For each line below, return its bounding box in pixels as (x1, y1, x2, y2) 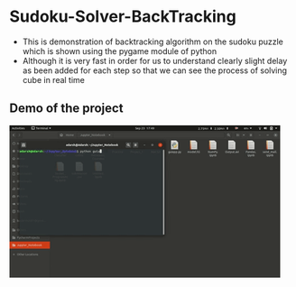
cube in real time (22, 74, 86, 85)
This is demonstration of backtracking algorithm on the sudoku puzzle (22, 36, 284, 47)
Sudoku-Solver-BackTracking (9, 6, 236, 27)
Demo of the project (9, 101, 124, 116)
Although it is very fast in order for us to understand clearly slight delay (22, 55, 288, 66)
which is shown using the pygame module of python (22, 45, 217, 56)
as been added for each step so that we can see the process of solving (22, 65, 287, 76)
